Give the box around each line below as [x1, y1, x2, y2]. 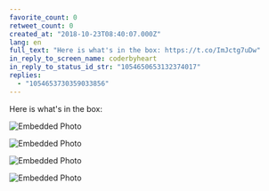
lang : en [9, 37, 42, 47]
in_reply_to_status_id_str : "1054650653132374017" [9, 63, 201, 72]
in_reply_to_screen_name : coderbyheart [9, 54, 158, 63]
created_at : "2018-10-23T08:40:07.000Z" [9, 29, 162, 38]
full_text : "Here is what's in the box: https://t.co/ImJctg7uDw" [9, 46, 261, 55]
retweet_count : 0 [9, 21, 74, 30]
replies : [9, 71, 42, 80]
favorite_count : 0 [9, 12, 77, 22]
